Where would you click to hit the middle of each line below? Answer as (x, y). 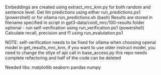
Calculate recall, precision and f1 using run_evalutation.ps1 (64, 33)
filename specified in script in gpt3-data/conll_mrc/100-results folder (75, 22)
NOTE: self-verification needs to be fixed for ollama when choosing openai (80, 42)
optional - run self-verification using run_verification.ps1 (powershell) (75, 28)
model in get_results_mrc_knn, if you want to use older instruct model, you (80, 47)
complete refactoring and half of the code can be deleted (63, 58)
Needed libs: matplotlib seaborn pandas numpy (53, 67)
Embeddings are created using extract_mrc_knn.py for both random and (78, 7)
